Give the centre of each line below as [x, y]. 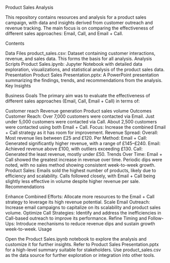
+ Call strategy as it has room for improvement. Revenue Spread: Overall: [82, 133]
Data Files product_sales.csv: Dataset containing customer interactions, [80, 53]
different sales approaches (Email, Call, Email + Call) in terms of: [73, 101]
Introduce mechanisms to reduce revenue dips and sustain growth [86, 223]
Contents [15, 43]
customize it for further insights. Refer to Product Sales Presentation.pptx [82, 244]
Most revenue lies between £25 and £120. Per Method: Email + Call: [76, 138]
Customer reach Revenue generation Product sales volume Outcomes [78, 111]
